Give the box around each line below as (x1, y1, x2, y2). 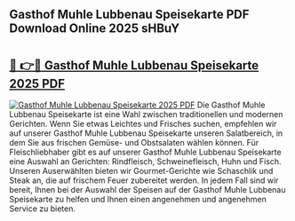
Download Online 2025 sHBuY (9, 21, 180, 36)
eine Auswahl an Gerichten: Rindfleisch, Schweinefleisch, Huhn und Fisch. (9, 156, 282, 167)
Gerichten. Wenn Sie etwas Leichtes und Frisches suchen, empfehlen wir (9, 119, 277, 129)
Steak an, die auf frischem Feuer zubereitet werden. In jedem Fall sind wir (9, 175, 279, 185)
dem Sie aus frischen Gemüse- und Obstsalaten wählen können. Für (9, 138, 259, 147)
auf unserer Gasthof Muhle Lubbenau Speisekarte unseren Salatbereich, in (9, 128, 283, 138)
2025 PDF (9, 75, 65, 91)
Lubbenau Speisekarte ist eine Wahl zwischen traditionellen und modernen (9, 109, 283, 119)
